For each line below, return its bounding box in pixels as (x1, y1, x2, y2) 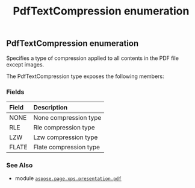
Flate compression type (33, 143, 101, 151)
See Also (6, 161, 33, 169)
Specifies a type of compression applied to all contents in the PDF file (6, 54, 179, 62)
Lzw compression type (33, 133, 98, 141)
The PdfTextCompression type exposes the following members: (6, 73, 164, 80)
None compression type (33, 113, 102, 122)
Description (33, 103, 68, 111)
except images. (6, 60, 45, 68)
